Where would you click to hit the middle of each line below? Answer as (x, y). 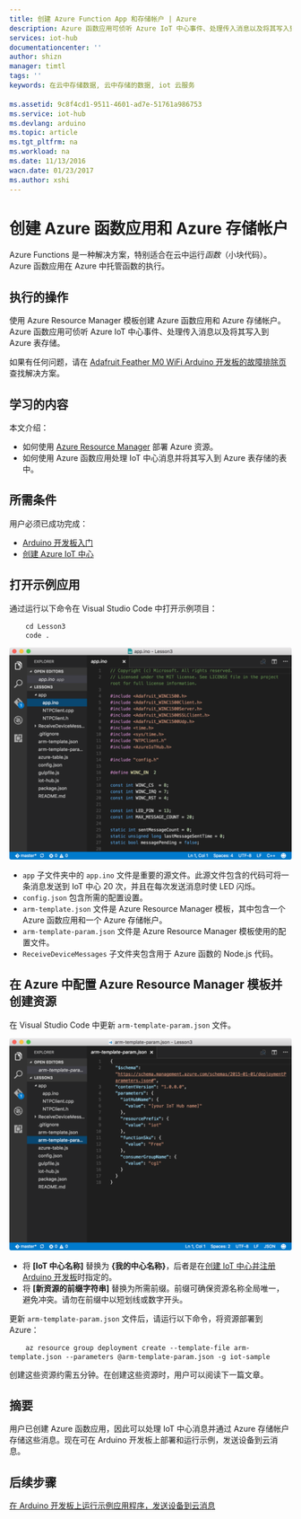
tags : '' (26, 76)
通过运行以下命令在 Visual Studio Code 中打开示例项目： (113, 608)
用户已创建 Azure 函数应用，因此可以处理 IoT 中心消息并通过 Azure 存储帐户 (149, 1429)
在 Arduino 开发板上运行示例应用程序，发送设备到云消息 (112, 1506)
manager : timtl (38, 66)
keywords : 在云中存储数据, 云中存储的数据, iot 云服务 (102, 85)
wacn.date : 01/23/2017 (52, 171)
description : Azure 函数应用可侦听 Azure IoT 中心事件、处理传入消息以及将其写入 (150, 28)
